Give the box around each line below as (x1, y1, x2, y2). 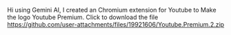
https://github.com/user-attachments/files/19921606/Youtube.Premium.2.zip (7, 21, 225, 28)
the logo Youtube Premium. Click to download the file (7, 13, 159, 21)
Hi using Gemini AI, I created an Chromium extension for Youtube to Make (7, 6, 217, 14)
